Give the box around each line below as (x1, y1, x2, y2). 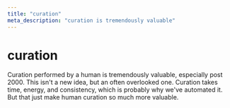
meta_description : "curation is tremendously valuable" (7, 17, 176, 24)
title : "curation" (7, 10, 62, 18)
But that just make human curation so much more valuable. (7, 93, 179, 102)
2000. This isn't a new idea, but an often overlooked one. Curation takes (7, 78, 218, 87)
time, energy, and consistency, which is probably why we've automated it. (7, 85, 223, 94)
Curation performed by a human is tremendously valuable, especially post (7, 71, 223, 79)
